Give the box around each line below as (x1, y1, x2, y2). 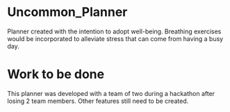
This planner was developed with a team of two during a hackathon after (7, 89, 215, 97)
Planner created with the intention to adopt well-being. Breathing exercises (7, 27, 222, 35)
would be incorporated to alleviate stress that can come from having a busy (7, 34, 224, 42)
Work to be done (7, 67, 105, 82)
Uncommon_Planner (7, 4, 128, 20)
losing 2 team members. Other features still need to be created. (7, 97, 189, 105)
